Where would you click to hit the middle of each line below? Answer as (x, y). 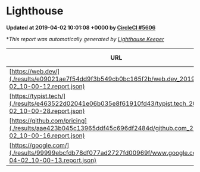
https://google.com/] (40, 145)
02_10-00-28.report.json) (47, 110)
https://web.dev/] (36, 71)
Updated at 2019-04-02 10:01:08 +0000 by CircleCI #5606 (81, 27)
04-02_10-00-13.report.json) (53, 160)
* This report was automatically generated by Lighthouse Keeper (85, 39)
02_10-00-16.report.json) (47, 136)
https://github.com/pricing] (49, 121)
